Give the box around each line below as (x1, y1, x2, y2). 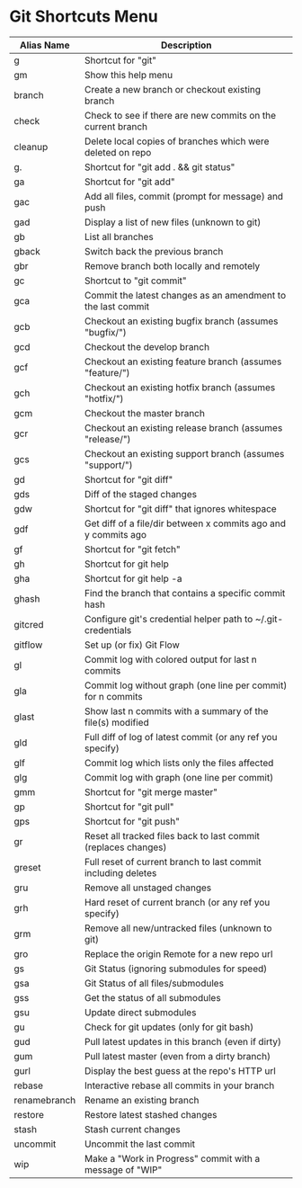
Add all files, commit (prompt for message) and (84, 190, 284, 202)
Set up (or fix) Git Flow (84, 639, 180, 651)
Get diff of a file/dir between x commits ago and (84, 517, 286, 530)
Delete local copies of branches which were (84, 135, 270, 147)
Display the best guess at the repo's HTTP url (84, 1064, 276, 1076)
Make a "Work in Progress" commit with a (84, 1152, 261, 1165)
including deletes (84, 866, 157, 879)
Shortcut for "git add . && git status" (84, 160, 235, 173)
